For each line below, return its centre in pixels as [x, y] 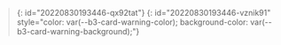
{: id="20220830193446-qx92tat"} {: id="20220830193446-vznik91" [144, 13]
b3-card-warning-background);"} [78, 31]
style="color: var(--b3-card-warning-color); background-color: [133, 22]
